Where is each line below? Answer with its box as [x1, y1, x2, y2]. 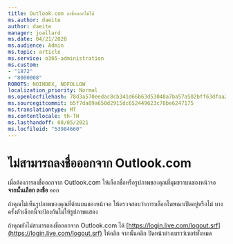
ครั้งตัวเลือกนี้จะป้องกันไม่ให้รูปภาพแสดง [8, 207, 98, 216]
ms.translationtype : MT [8, 106, 77, 113]
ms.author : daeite [8, 17, 61, 23]
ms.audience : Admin [8, 42, 64, 49]
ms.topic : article [8, 49, 61, 56]
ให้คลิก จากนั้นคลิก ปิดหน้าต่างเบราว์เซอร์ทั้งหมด [103, 229, 212, 238]
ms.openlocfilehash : [8, 94, 68, 101]
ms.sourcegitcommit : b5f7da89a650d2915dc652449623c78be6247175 [8, 100, 194, 107]
